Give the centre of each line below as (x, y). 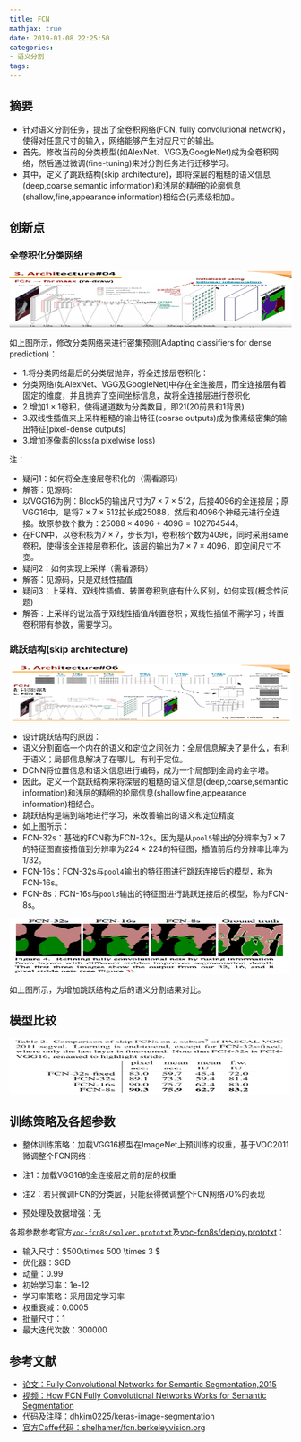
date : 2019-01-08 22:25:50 (60, 38)
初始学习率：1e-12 (56, 1285)
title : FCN (30, 19)
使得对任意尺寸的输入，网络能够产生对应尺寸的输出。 (120, 140)
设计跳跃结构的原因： (61, 736)
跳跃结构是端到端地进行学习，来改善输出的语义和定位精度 (128, 815)
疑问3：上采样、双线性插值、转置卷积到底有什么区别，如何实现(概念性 (152, 590)
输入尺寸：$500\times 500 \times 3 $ (91, 1252)
